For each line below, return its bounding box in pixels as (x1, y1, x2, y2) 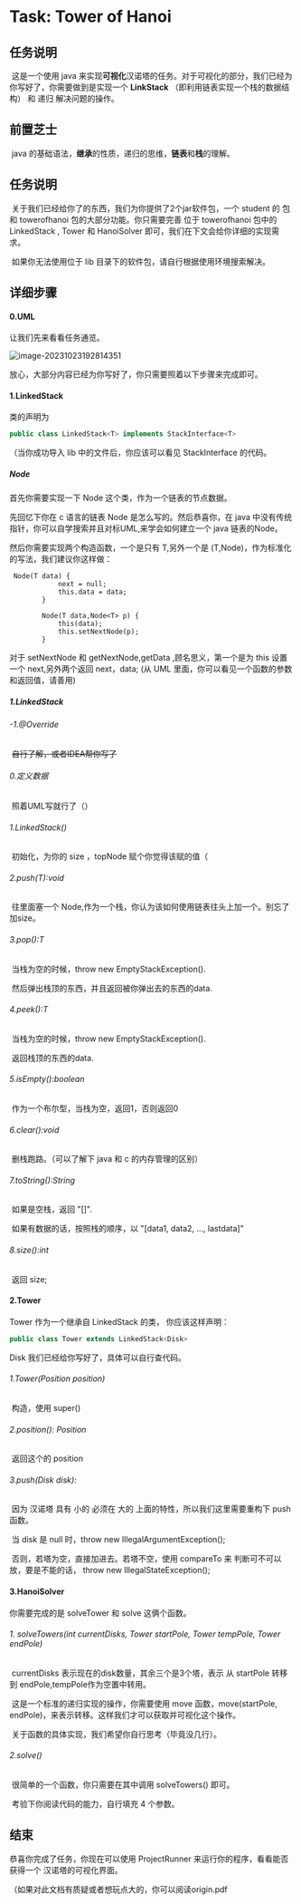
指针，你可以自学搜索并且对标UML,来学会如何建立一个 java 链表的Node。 (9, 523, 283, 534)
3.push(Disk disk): (9, 1474, 77, 1485)
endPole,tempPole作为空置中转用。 (19, 1678, 152, 1689)
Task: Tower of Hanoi (9, 6, 172, 27)
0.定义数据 (9, 770, 49, 781)
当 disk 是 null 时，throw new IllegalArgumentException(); (11, 1534, 226, 1545)
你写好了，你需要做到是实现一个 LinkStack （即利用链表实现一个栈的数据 (9, 82, 282, 92)
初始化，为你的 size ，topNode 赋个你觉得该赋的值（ (11, 851, 209, 862)
